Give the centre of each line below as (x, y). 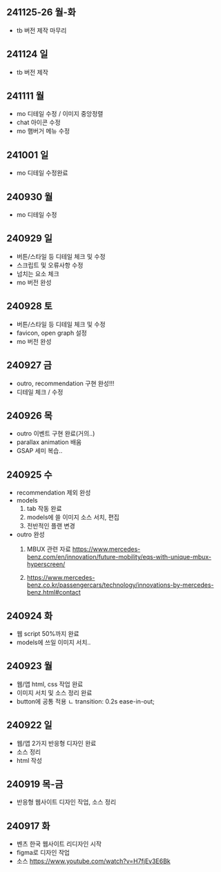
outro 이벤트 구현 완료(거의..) (56, 434)
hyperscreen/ (46, 564)
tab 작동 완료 (45, 509)
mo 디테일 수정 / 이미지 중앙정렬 (60, 114)
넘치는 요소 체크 (38, 273)
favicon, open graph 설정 (51, 333)
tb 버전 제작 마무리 (41, 30)
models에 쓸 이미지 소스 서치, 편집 (73, 517)
